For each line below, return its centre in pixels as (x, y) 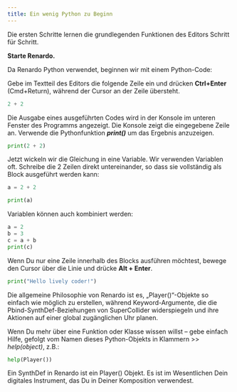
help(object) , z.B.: (33, 346)
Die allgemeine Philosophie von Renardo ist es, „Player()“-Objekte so (108, 295)
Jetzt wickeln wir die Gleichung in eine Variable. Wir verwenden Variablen (115, 159)
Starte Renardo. (31, 56)
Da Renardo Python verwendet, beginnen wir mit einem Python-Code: (110, 69)
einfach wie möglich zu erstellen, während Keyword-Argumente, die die (112, 302)
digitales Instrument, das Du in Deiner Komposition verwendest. (101, 381)
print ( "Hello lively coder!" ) (52, 281)
